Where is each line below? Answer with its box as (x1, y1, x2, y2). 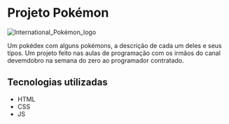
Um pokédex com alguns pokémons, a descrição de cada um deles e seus (7, 41, 222, 49)
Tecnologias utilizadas (7, 77, 108, 88)
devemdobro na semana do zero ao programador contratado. (7, 56, 184, 64)
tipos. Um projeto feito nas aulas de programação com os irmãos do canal (7, 49, 221, 57)
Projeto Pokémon (7, 5, 109, 21)
